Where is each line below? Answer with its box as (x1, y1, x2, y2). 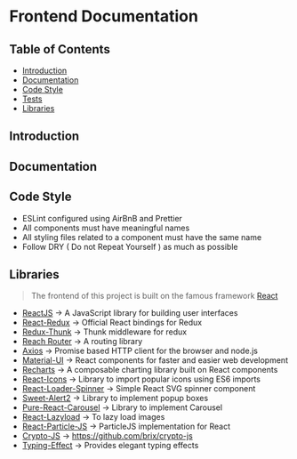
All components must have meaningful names (21, 222, 190, 233)
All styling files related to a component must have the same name (21, 231, 262, 242)
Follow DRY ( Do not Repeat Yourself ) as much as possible (21, 241, 238, 252)
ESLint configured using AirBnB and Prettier (21, 213, 182, 223)
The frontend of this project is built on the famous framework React (30, 291, 278, 302)
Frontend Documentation (9, 6, 198, 27)
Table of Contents (9, 42, 111, 57)
